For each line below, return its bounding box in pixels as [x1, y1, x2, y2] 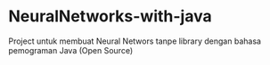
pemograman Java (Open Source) [8, 45, 134, 55]
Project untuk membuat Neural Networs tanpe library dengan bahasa [8, 36, 262, 46]
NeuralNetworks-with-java [8, 6, 212, 27]
